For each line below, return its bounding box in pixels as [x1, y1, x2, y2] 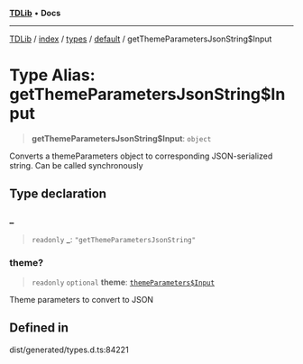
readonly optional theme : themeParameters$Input [31, 277, 215, 287]
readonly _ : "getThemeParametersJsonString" [31, 233, 197, 244]
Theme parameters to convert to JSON [9, 294, 154, 305]
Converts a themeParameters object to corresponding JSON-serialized [9, 150, 273, 161]
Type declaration [9, 187, 106, 202]
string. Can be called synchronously [9, 159, 143, 170]
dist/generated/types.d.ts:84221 [9, 344, 129, 355]
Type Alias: [9, 65, 96, 86]
